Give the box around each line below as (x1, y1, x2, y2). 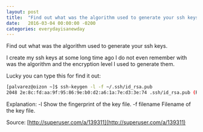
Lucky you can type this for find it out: (6, 72, 101, 79)
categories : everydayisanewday (6, 25, 85, 32)
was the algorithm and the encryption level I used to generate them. (6, 61, 175, 68)
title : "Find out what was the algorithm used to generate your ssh (6, 15, 185, 21)
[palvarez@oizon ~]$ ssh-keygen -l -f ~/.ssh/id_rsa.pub (6, 84, 153, 90)
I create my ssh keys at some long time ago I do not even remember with (6, 54, 187, 61)
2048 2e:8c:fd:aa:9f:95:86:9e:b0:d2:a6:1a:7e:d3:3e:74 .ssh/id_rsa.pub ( (6, 90, 196, 96)
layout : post (6, 8, 39, 15)
